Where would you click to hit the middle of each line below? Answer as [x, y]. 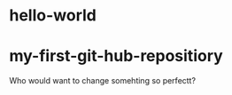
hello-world [53, 16]
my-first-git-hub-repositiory [116, 56]
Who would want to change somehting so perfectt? [103, 81]
